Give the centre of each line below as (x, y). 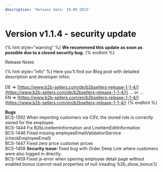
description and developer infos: (38, 77)
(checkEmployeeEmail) (28, 138)
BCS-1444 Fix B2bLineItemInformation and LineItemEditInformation (73, 128)
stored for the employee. (30, 122)
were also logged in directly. (33, 153)
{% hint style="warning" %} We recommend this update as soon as (74, 47)
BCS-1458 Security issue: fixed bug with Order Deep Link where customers (81, 148)
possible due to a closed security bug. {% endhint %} (60, 52)
